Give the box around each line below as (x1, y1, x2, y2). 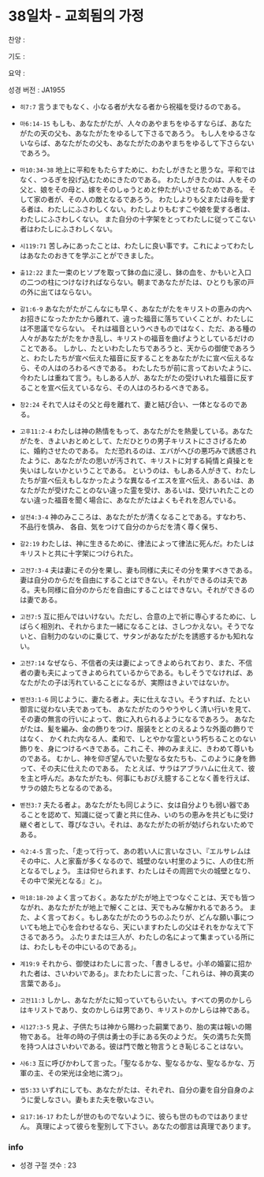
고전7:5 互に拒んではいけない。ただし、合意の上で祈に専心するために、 (19, 611, 250, 621)
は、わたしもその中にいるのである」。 (19, 942, 141, 951)
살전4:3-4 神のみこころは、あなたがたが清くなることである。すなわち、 (19, 512, 251, 521)
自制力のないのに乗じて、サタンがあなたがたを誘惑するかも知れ (40, 631, 247, 641)
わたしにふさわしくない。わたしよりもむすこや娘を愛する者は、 (46, 204, 255, 214)
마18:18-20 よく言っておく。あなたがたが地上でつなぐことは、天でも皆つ (19, 892, 255, 902)
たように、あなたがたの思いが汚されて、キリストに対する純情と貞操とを (19, 455, 255, 465)
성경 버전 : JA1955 (8, 84, 65, 95)
